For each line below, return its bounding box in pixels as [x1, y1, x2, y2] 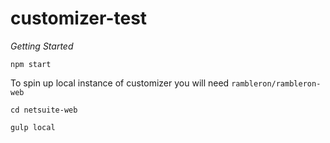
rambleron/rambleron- [231, 78, 322, 89]
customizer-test [10, 7, 148, 30]
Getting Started [10, 40, 74, 52]
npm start [10, 59, 52, 69]
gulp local [10, 122, 56, 132]
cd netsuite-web [10, 105, 78, 115]
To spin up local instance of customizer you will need [10, 77, 230, 89]
